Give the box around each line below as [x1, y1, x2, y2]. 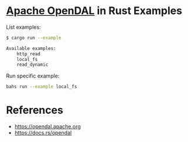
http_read [16, 51, 41, 57]
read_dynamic [16, 62, 49, 68]
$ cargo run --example [6, 35, 61, 40]
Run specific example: [6, 72, 60, 80]
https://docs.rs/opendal [14, 129, 72, 136]
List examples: [6, 23, 41, 31]
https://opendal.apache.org [14, 123, 81, 130]
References [6, 104, 63, 117]
